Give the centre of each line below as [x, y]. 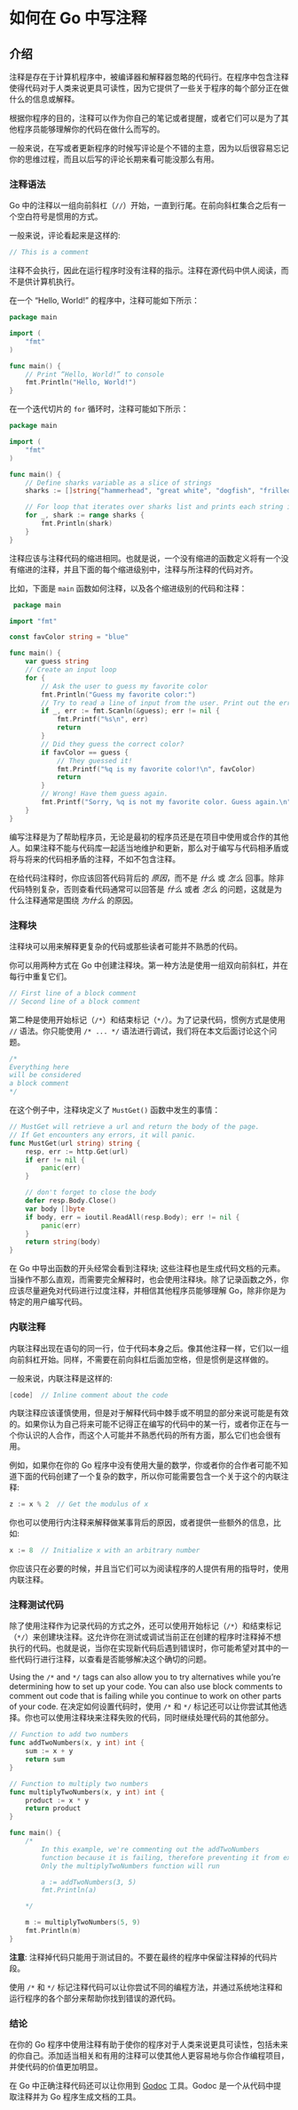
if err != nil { [55, 1160]
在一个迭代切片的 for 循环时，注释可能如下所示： [99, 409]
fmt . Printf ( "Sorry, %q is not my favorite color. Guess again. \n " [166, 802]
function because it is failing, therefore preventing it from [160, 1857]
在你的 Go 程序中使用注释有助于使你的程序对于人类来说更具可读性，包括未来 [149, 2045]
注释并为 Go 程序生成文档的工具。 [78, 2097]
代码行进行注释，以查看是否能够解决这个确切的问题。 [114, 1659]
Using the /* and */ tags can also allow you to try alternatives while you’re [145, 1677]
